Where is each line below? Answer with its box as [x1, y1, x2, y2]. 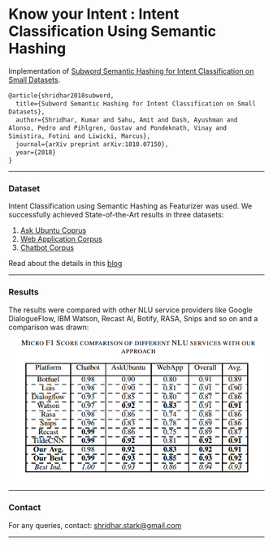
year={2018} [15, 148, 57, 157]
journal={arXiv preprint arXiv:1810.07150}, [15, 140, 169, 148]
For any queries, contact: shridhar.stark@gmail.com [8, 520, 182, 530]
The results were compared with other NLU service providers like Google [8, 305, 253, 315]
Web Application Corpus [19, 234, 103, 244]
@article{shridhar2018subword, [8, 91, 115, 100]
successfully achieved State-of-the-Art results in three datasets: [8, 210, 224, 220]
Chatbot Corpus [19, 243, 75, 252]
